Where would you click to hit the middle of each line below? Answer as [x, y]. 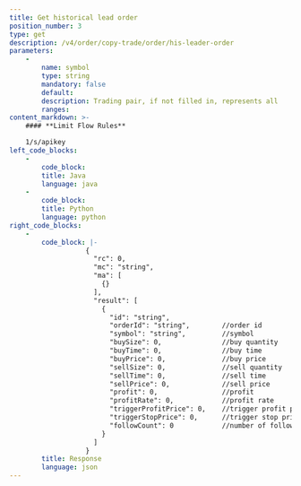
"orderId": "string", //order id [185, 325]
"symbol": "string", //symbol [181, 334]
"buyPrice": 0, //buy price [188, 359]
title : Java [64, 176]
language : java [70, 184]
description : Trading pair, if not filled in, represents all [160, 101]
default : [58, 92]
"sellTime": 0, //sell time [188, 376]
